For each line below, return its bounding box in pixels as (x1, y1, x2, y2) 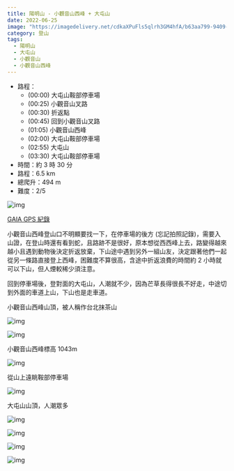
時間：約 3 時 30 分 (17, 160, 73, 169)
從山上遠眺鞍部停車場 (7, 373, 68, 381)
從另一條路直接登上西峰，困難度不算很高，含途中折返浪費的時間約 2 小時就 (7, 256, 222, 264)
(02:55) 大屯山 (27, 143, 70, 151)
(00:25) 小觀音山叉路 (27, 99, 88, 108)
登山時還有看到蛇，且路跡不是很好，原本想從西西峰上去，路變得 (31, 238, 214, 247)
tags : (7, 36, 23, 43)
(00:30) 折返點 (27, 108, 70, 116)
